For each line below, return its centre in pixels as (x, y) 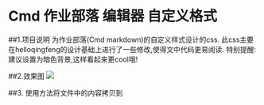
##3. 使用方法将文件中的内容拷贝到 (66, 92)
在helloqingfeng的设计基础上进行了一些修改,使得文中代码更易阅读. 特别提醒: (132, 49)
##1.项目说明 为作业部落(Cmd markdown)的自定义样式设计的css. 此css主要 (131, 39)
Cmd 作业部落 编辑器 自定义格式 (113, 16)
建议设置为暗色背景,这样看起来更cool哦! (73, 59)
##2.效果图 (27, 76)
